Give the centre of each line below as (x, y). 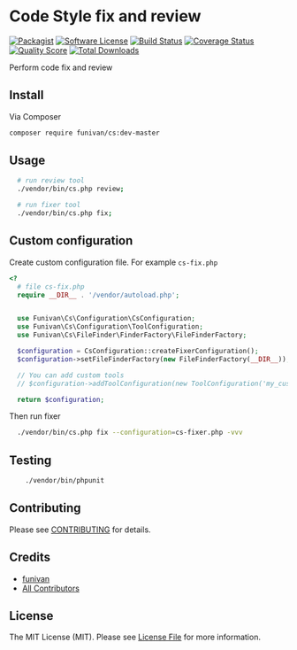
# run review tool (51, 181)
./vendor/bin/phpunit (65, 481)
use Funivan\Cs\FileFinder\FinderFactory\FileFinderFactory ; (132, 335)
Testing (30, 460)
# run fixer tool (49, 205)
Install (27, 95)
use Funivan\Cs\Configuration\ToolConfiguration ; (110, 327)
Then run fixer (35, 416)
